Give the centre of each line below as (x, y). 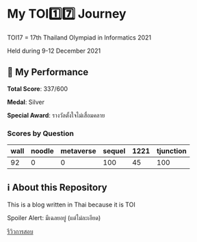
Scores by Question (40, 133)
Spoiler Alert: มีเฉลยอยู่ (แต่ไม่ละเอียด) (54, 217)
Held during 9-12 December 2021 (54, 51)
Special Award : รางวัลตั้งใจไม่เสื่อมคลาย (56, 115)
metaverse (79, 151)
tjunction (171, 151)
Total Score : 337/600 (38, 89)
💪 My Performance (48, 72)
